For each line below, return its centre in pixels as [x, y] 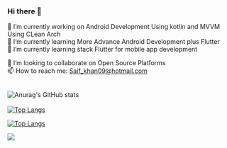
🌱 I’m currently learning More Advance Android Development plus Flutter [113, 42]
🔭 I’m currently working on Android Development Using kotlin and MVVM [114, 27]
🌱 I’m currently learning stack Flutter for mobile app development [103, 50]
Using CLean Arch [34, 34]
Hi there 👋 [25, 11]
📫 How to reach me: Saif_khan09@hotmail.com [77, 71]
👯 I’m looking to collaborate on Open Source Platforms [87, 63]
